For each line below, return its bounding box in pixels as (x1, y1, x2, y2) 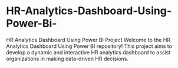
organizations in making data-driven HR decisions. (6, 55, 128, 62)
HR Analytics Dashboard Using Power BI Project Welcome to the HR (6, 36, 171, 43)
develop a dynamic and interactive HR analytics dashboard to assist (6, 48, 171, 56)
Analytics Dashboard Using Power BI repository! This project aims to (6, 43, 173, 50)
